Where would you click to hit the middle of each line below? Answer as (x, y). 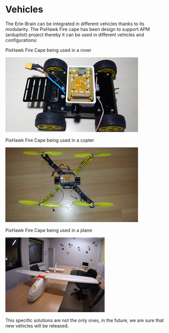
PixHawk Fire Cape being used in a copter (50, 140)
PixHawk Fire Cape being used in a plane (49, 230)
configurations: (21, 40)
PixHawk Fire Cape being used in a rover (48, 50)
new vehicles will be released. (37, 326)
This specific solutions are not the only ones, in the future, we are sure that (85, 320)
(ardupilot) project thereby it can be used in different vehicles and (75, 34)
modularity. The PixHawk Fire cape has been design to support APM (78, 29)
